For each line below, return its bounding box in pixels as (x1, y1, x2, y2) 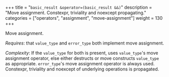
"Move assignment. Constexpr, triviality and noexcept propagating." (5, 10, 147, 16)
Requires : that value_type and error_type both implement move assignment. (5, 40, 164, 46)
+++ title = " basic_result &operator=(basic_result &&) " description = (5, 5, 152, 10)
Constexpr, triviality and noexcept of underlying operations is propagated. (5, 66, 159, 72)
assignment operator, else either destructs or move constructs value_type (5, 55, 159, 61)
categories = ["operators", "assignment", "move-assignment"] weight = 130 (5, 15, 163, 21)
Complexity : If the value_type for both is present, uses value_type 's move (5, 50, 158, 56)
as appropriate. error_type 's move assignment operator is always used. (5, 61, 155, 66)
